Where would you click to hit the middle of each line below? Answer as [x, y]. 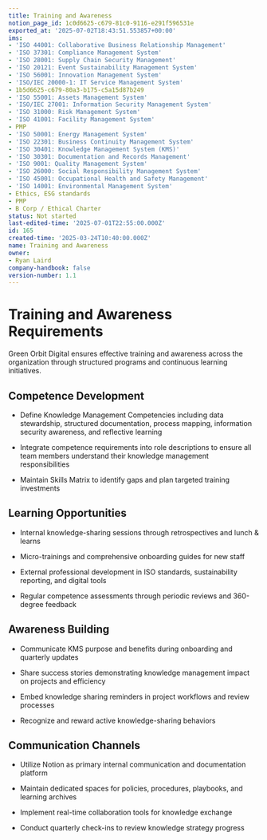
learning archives [48, 797]
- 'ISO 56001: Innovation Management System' [85, 75]
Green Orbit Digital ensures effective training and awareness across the [126, 354]
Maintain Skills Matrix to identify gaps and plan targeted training [124, 480]
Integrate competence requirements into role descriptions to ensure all [135, 447]
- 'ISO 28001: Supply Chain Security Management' [92, 61]
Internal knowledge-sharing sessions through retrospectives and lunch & [139, 532]
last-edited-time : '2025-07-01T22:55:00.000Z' [87, 223]
